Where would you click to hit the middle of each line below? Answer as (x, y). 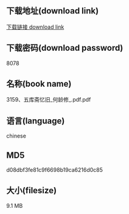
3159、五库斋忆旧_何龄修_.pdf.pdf (49, 100)
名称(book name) (39, 84)
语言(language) (36, 121)
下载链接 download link (35, 27)
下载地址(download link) (53, 11)
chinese (16, 136)
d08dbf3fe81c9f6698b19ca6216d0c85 (55, 170)
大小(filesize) (31, 190)
